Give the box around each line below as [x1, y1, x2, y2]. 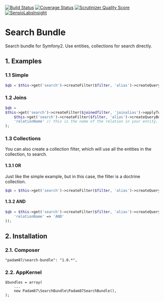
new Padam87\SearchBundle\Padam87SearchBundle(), [14, 288, 117, 294]
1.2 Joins [5, 94, 27, 101]
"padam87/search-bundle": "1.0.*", [5, 258, 78, 263]
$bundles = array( [5, 280, 42, 285]
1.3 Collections [5, 135, 41, 142]
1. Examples [5, 57, 42, 65]
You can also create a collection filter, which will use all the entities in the [5, 146, 152, 152]
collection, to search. [5, 151, 47, 157]
